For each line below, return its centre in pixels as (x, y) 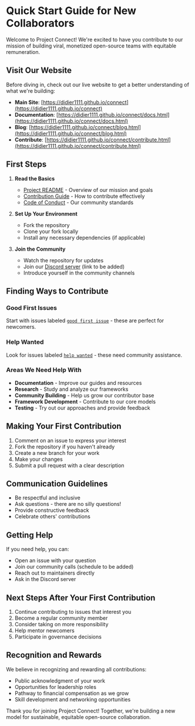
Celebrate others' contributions (53, 516)
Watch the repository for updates (63, 260)
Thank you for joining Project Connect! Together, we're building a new (91, 711)
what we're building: (31, 91)
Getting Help (30, 535)
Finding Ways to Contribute (57, 291)
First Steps (26, 165)
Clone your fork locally (51, 231)
